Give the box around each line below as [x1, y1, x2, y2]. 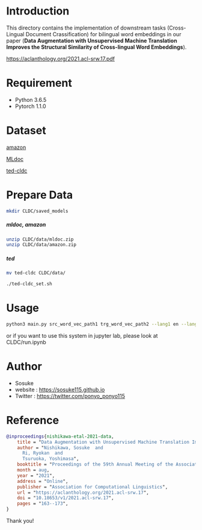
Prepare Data [6, 188, 73, 201]
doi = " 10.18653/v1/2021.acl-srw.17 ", [17, 495, 114, 501]
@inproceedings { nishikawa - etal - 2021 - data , [6, 433, 114, 440]
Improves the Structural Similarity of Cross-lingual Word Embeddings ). [6, 43, 187, 51]
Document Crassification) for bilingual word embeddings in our [25, 30, 182, 37]
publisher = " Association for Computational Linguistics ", [17, 484, 168, 490]
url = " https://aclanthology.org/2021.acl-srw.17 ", [17, 490, 149, 496]
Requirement [6, 77, 72, 90]
